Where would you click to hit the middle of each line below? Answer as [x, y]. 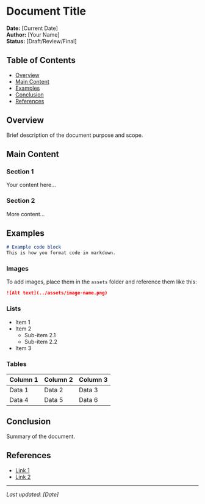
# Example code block [34, 247]
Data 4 [19, 400]
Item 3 [23, 348]
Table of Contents [41, 60]
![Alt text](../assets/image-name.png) [57, 293]
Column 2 [59, 379]
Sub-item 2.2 [41, 341]
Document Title [46, 11]
